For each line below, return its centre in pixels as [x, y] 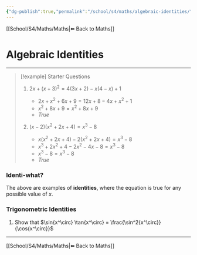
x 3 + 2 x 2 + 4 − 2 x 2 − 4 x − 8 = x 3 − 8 [81, 146]
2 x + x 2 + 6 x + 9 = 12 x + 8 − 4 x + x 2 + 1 [85, 100]
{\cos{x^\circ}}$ [34, 228]
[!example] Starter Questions [55, 76]
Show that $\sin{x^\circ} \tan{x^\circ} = [62, 222]
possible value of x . [30, 194]
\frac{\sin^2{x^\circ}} [136, 222]
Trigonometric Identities [41, 209]
